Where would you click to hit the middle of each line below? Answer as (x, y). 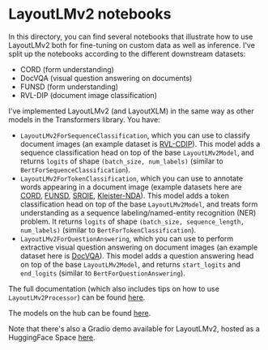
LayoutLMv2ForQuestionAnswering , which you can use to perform (126, 238)
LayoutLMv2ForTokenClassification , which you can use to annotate (132, 178)
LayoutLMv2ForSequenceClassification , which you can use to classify (135, 135)
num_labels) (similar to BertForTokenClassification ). (108, 230)
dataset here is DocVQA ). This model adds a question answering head (137, 255)
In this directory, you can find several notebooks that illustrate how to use (131, 36)
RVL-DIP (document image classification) (89, 95)
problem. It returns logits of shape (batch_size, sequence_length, (132, 221)
